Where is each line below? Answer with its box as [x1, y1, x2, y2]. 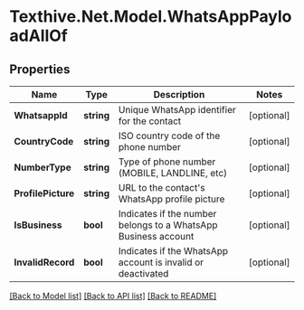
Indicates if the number [118, 208, 217, 220]
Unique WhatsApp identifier [118, 104, 237, 116]
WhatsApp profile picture [118, 193, 225, 205]
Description [153, 89, 205, 100]
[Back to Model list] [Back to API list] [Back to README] [9, 291, 217, 301]
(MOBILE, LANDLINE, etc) [118, 167, 228, 179]
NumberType [14, 161, 71, 174]
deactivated [118, 268, 169, 279]
